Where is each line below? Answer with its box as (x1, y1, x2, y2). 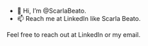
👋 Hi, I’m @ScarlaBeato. (16, 7, 86, 15)
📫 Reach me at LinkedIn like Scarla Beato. (16, 15, 141, 22)
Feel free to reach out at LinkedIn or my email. (6, 31, 141, 38)
